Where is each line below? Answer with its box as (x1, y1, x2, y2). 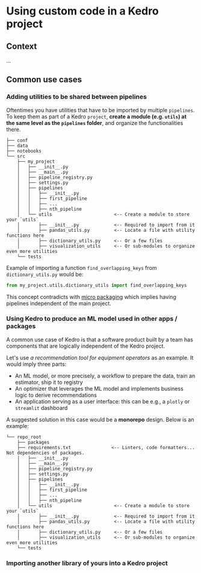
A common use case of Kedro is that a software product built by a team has (6, 336, 194, 343)
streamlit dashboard (14, 404, 68, 411)
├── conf (6, 137, 28, 143)
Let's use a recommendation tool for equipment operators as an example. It (6, 354, 194, 361)
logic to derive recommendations (14, 391, 97, 399)
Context (6, 41, 37, 51)
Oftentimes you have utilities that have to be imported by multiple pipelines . (6, 106, 195, 114)
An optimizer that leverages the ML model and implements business (14, 385, 184, 392)
